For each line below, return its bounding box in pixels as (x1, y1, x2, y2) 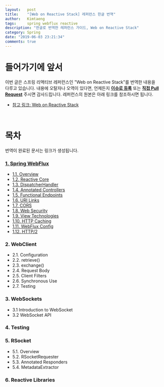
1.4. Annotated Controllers (12, 187, 65, 193)
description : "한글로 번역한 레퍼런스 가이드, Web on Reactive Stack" (5, 26, 139, 30)
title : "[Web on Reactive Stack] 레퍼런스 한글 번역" (5, 12, 116, 17)
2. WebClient (5, 241, 37, 248)
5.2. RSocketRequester (12, 354, 59, 359)
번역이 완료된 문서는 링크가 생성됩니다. (5, 147, 79, 153)
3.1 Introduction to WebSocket (12, 306, 73, 312)
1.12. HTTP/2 (12, 228, 38, 234)
